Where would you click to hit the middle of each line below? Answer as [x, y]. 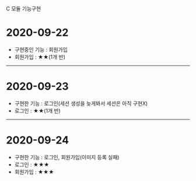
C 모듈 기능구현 [24, 8]
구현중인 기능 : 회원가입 [41, 49]
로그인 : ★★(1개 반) [38, 111]
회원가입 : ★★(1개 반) [40, 57]
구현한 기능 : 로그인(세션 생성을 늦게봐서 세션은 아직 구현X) [81, 103]
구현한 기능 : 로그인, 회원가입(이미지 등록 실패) [67, 157]
